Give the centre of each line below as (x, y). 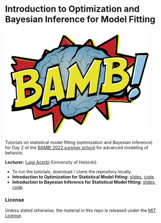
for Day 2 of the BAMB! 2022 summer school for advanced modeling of (77, 147)
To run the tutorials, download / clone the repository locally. (72, 171)
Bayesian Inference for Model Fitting (80, 19)
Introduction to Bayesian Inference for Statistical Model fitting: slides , (84, 182)
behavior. (14, 153)
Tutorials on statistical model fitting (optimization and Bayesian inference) (79, 142)
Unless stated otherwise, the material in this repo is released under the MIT (80, 210)
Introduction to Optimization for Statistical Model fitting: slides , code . (84, 177)
